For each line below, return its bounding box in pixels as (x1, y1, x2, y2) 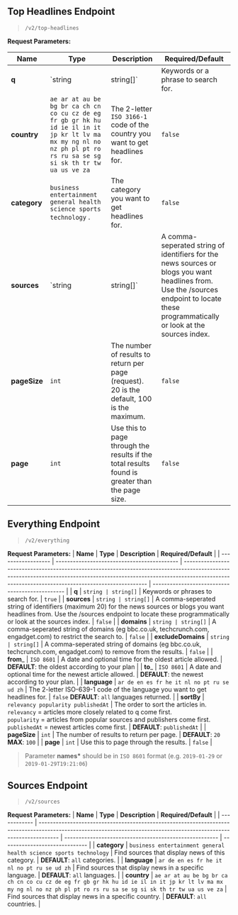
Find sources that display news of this (114, 848, 225, 857)
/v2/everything (24, 537, 70, 544)
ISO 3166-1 (110, 113, 147, 121)
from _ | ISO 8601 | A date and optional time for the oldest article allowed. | (7, 655, 223, 663)
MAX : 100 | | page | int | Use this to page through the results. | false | (7, 738, 212, 746)
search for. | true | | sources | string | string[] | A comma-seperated (7, 594, 216, 603)
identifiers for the (161, 249, 219, 259)
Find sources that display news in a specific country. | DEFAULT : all (7, 892, 207, 901)
